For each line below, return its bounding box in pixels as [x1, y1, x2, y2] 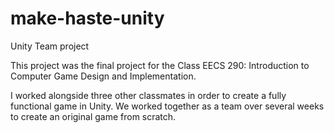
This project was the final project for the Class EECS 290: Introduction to [10, 59, 310, 71]
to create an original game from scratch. [10, 110, 177, 122]
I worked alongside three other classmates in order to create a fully [10, 89, 287, 101]
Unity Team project [10, 40, 90, 52]
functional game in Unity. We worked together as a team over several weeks [10, 100, 325, 112]
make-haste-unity [10, 7, 165, 30]
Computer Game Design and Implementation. [10, 70, 197, 82]
